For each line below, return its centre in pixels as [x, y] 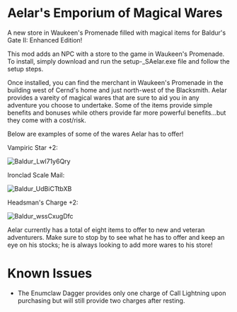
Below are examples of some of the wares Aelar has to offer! [96, 134]
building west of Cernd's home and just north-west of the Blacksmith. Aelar [117, 90]
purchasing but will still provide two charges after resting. [101, 300]
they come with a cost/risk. [47, 120]
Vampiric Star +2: [33, 147]
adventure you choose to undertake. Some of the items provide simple [110, 105]
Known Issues [50, 273]
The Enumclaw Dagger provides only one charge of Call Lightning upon [122, 293]
